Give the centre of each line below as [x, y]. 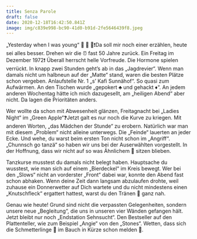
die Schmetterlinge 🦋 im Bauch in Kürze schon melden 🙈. [75, 230]
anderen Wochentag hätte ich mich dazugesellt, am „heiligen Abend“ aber [96, 94]
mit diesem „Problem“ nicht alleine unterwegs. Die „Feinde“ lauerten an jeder [98, 132]
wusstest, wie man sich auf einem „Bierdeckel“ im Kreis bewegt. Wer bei [94, 169]
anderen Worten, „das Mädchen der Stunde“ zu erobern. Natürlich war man [97, 126]
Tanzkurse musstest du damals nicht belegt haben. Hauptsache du [87, 162]
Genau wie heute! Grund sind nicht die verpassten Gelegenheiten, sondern [96, 205]
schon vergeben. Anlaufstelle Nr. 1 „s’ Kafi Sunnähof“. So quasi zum [88, 81]
